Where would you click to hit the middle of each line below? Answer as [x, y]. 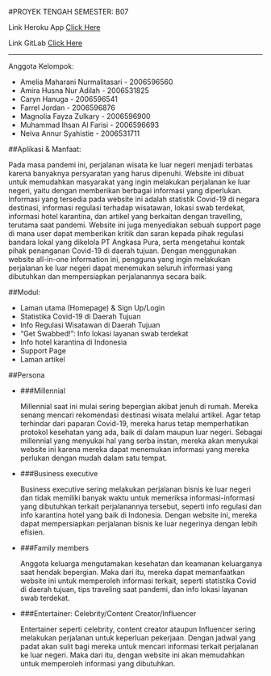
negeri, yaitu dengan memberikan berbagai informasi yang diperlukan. [125, 190]
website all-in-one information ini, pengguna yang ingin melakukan [119, 259]
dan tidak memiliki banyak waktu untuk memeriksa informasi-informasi [138, 498]
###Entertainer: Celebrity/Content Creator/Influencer [108, 613]
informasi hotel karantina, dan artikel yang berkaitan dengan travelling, [125, 216]
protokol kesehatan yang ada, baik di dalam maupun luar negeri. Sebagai [141, 432]
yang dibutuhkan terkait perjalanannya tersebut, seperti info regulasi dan [141, 506]
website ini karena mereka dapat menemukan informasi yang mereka [135, 449]
